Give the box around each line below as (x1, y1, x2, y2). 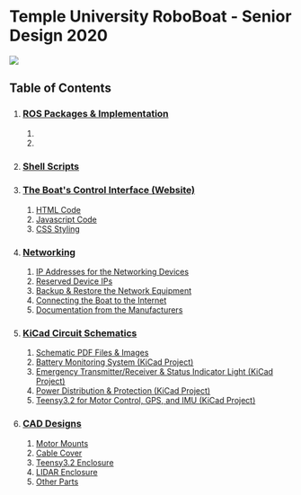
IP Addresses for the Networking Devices (35, 267, 190, 278)
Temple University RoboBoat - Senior (9, 6, 292, 27)
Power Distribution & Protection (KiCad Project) (35, 385, 211, 396)
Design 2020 (9, 25, 108, 46)
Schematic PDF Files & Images (35, 348, 149, 358)
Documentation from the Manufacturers (35, 305, 183, 315)
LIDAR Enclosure (35, 466, 98, 477)
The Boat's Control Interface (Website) (22, 184, 196, 197)
